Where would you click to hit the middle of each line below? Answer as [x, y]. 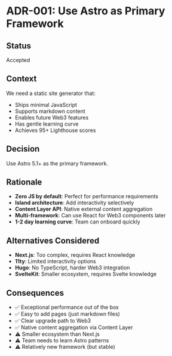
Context [21, 79]
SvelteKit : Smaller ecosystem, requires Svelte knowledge [86, 274]
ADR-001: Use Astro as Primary [86, 11]
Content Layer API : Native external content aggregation [84, 209]
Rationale [24, 182]
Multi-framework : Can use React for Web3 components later [90, 216]
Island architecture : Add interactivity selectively [74, 203]
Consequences [35, 293]
